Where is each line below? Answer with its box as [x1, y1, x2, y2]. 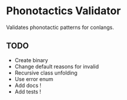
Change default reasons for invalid [14, 63, 99, 70]
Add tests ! [14, 88, 41, 95]
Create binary [14, 56, 48, 63]
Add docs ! [14, 82, 41, 89]
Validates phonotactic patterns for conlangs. [6, 24, 114, 31]
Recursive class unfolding [14, 69, 78, 76]
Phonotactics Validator [6, 4, 121, 18]
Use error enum [14, 75, 53, 82]
